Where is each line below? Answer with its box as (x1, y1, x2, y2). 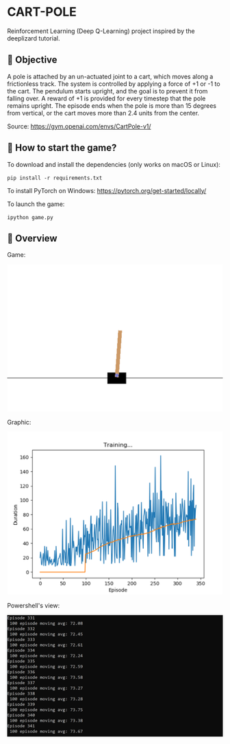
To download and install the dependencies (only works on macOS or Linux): (7, 160, 221, 168)
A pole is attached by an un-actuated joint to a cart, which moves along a (7, 72, 214, 80)
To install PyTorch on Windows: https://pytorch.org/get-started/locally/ (7, 186, 207, 194)
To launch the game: (7, 200, 65, 208)
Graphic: (7, 418, 31, 426)
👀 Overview (7, 232, 57, 244)
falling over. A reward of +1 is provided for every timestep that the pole (7, 94, 206, 102)
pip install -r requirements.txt (7, 174, 103, 181)
